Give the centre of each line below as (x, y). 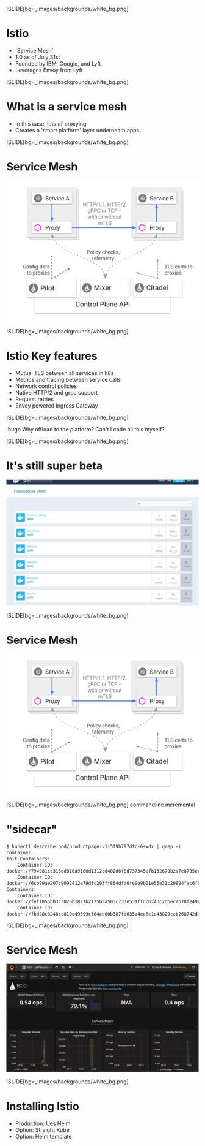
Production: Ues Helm (43, 1123)
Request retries (34, 399)
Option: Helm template (43, 1136)
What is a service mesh (67, 107)
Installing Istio (43, 1106)
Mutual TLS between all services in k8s (64, 373)
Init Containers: (28, 859)
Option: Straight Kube (42, 1129)
